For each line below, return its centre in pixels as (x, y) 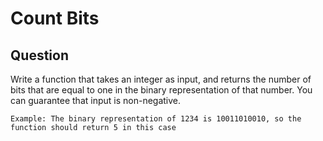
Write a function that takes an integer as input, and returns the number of (161, 79)
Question (39, 55)
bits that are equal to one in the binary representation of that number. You (161, 90)
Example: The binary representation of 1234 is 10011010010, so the (156, 119)
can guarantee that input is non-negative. (96, 100)
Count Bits (55, 18)
